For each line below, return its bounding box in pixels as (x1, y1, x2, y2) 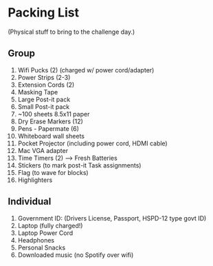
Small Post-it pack (17, 102, 70, 111)
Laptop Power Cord (17, 229, 74, 237)
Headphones (17, 236, 55, 244)
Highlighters (17, 176, 53, 184)
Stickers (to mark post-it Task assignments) (17, 161, 142, 170)
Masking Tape (17, 88, 58, 96)
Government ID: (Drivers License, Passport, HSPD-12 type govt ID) (17, 214, 207, 222)
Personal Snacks (17, 243, 66, 252)
